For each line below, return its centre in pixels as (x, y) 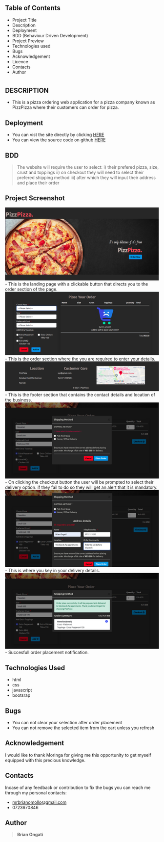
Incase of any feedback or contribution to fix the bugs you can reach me (78, 788)
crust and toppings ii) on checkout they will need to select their (80, 172)
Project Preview (28, 41)
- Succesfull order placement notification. (47, 653)
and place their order (38, 183)
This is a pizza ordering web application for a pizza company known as (83, 102)
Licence (20, 61)
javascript (22, 690)
